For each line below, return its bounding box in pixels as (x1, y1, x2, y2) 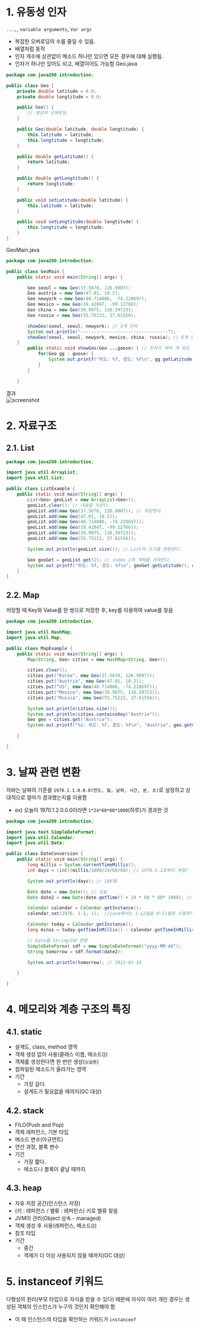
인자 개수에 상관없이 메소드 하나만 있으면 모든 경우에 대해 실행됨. (14, 52, 163, 59)
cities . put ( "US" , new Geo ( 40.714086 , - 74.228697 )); (27, 684, 158, 690)
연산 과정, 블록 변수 (14, 1143, 59, 1150)
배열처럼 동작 (14, 45, 46, 52)
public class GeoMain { (6, 268, 65, 274)
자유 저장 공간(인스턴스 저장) (14, 1200, 81, 1207)
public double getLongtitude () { (17, 175, 99, 181)
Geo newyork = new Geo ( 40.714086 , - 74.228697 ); (27, 296, 147, 302)
